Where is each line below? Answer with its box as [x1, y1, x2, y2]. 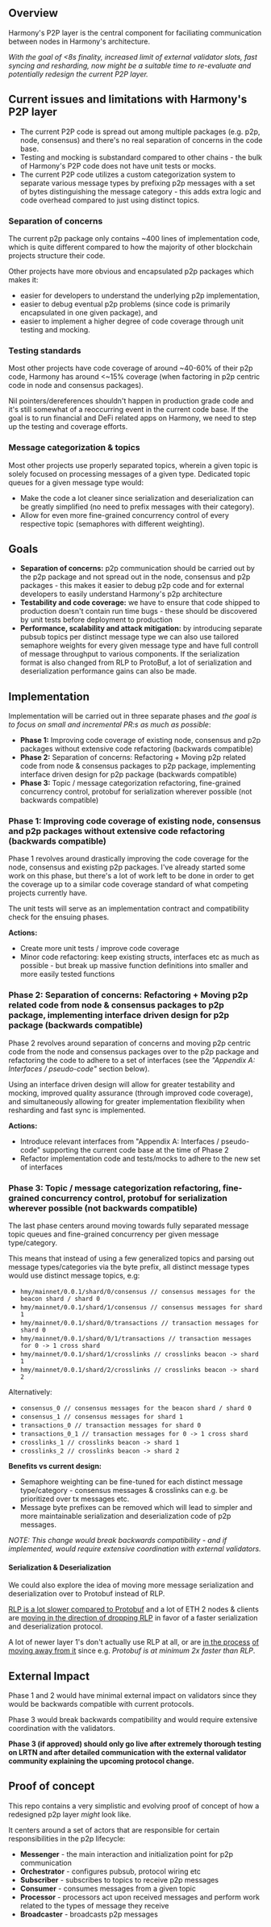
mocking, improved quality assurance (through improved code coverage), [8, 1088, 253, 1098]
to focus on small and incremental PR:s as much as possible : [8, 719, 211, 729]
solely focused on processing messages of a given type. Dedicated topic [8, 469, 251, 478]
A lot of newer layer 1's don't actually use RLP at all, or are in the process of [8, 1637, 260, 1647]
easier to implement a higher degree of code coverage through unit [19, 316, 244, 326]
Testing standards [8, 344, 81, 356]
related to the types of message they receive [19, 1900, 169, 1910]
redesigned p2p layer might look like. [8, 1809, 131, 1819]
